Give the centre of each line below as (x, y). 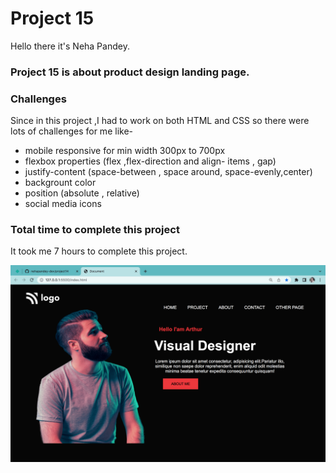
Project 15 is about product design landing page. (130, 72)
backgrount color (60, 183)
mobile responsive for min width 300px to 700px (125, 151)
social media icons (63, 204)
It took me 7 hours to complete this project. (99, 251)
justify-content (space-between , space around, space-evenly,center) (168, 172)
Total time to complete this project (95, 230)
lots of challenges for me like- (71, 131)
